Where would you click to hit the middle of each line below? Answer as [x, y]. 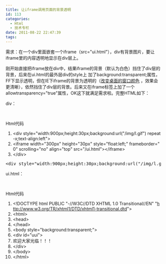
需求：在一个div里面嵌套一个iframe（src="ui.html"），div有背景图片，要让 [80, 52]
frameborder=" [145, 144]
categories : [18, 19]
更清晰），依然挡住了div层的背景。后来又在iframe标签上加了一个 [70, 87]
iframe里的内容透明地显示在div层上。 [43, 58]
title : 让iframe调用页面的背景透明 [38, 10]
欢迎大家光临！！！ [32, 241]
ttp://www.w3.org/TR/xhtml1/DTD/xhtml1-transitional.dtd [70, 209]
